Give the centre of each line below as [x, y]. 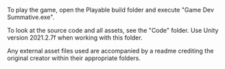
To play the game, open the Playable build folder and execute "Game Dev [111, 10]
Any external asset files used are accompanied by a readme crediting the [110, 51]
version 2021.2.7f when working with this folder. [75, 38]
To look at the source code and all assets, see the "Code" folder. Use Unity [113, 30]
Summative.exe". [31, 17]
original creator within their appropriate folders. [74, 58]
